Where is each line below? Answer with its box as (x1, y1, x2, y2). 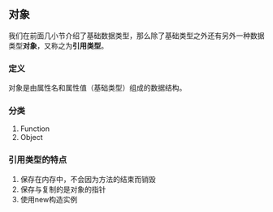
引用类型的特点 (8, 155, 67, 166)
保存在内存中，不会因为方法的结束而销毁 (19, 174, 156, 184)
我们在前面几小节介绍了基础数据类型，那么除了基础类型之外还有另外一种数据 (8, 31, 265, 40)
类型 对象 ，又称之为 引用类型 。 (8, 40, 108, 50)
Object (19, 133, 43, 142)
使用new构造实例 (19, 194, 78, 204)
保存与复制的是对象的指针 (19, 184, 106, 194)
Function (19, 124, 50, 134)
